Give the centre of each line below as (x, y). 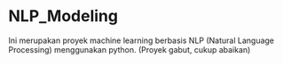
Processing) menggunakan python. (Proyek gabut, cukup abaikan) (130, 49)
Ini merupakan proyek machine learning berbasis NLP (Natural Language (141, 40)
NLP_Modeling (63, 16)
